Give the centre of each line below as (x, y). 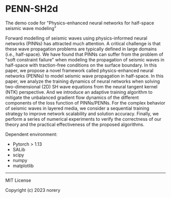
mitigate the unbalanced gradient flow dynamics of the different (72, 97)
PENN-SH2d (32, 9)
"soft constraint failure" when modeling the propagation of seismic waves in (85, 59)
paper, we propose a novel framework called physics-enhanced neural (79, 70)
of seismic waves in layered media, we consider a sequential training (77, 108)
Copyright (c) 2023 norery (33, 190)
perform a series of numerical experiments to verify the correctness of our (83, 119)
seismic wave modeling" (31, 28)
